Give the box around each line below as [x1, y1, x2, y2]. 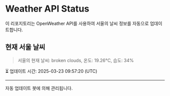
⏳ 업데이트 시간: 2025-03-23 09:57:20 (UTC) [5, 68, 98, 74]
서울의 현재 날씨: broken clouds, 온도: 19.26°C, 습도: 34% [17, 57, 134, 63]
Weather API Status [5, 3, 90, 15]
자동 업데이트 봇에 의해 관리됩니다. [5, 85, 73, 91]
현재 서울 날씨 [5, 43, 46, 52]
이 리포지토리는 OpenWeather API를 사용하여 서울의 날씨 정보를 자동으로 [5, 20, 149, 26]
